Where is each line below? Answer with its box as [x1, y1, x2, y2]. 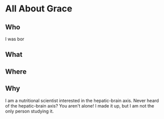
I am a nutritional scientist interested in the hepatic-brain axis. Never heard [5, 98, 159, 104]
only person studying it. [5, 108, 54, 114]
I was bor [5, 36, 24, 42]
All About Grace [5, 3, 72, 14]
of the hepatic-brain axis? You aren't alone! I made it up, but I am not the [5, 103, 154, 109]
